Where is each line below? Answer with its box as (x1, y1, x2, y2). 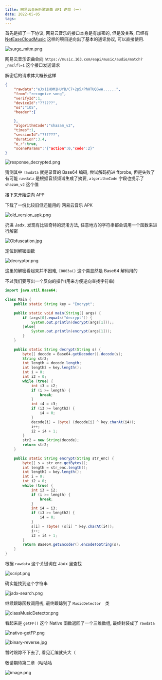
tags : (5, 16, 16, 21)
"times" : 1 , (14, 128, 36, 133)
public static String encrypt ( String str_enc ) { (14, 456, 114, 461)
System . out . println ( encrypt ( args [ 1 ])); (31, 329, 112, 334)
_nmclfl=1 (5, 63, 25, 68)
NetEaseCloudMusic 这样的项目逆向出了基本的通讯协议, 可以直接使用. (5, 36, 144, 42)
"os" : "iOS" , (14, 105, 38, 110)
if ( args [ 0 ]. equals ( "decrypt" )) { (22, 315, 92, 320)
